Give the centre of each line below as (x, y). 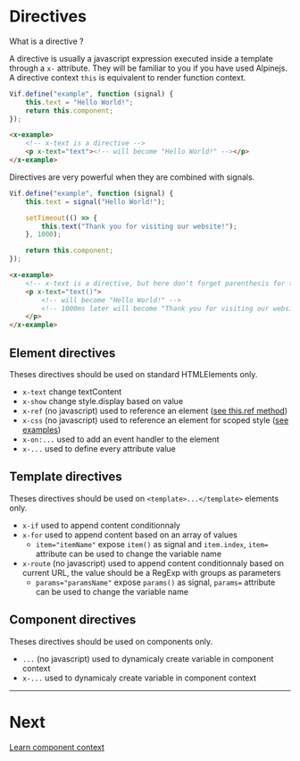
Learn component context (57, 747)
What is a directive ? (46, 41)
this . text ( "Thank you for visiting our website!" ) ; (140, 226)
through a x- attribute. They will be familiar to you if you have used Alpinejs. (149, 68)
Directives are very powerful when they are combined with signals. (132, 177)
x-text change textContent (72, 392)
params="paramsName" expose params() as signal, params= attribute (155, 582)
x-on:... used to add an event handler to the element (121, 439)
